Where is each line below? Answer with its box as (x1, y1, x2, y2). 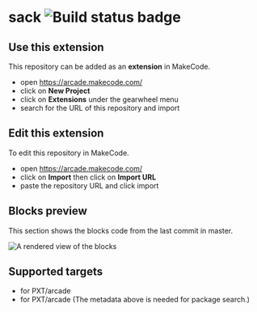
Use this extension (8, 40, 104, 54)
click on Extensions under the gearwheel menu (19, 95, 179, 104)
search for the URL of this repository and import (19, 103, 180, 112)
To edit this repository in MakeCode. (8, 148, 129, 158)
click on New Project (19, 86, 91, 95)
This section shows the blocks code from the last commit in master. (8, 226, 234, 235)
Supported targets (8, 265, 103, 279)
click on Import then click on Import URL (19, 172, 157, 182)
